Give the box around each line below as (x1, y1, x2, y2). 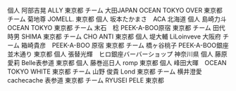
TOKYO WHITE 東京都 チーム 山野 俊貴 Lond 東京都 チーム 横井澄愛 (7, 67, 202, 76)
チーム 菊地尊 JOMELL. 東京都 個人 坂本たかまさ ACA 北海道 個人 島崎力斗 (7, 15, 227, 23)
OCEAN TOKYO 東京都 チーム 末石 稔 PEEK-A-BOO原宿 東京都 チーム (7, 24, 211, 31)
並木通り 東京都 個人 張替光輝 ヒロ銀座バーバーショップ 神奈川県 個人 (7, 50, 213, 58)
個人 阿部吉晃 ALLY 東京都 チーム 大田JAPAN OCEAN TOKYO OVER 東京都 (7, 6, 223, 14)
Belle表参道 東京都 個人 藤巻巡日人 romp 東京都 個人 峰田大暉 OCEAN (20, 59, 227, 66)
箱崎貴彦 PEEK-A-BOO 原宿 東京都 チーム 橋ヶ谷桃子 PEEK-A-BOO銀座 (20, 41, 229, 49)
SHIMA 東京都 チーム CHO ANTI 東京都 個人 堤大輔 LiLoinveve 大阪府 (20, 32, 222, 41)
